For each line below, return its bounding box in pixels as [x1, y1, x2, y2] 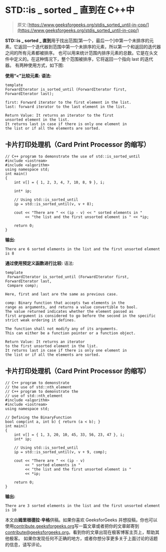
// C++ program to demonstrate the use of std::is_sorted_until [5, 154, 140, 159]
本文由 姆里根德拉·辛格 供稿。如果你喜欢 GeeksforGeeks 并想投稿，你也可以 [5, 517, 158, 523]
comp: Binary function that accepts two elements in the [5, 300, 125, 305]
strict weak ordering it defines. [5, 317, 77, 323]
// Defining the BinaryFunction [5, 415, 72, 420]
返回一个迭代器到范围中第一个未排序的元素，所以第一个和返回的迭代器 [18, 43, 161, 49]
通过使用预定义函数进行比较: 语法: [5, 260, 74, 266]
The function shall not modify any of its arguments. [5, 326, 119, 331]
